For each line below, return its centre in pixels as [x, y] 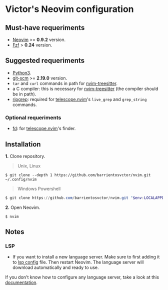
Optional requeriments [33, 117]
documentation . [21, 282]
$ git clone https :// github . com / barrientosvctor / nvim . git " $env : [74, 198]
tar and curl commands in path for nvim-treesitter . [65, 83]
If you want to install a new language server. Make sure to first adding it [86, 257]
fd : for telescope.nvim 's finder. [44, 128]
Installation [23, 144]
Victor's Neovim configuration [69, 9]
